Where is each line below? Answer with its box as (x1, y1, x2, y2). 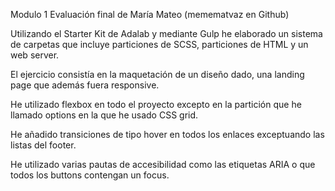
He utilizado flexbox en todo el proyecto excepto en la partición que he (10, 99, 302, 110)
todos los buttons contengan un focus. (10, 169, 170, 181)
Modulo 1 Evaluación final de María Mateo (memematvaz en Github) (10, 9, 290, 20)
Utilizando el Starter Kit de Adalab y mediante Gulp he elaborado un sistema (10, 28, 323, 39)
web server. (10, 49, 60, 61)
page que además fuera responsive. (10, 79, 160, 91)
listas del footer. (10, 139, 77, 151)
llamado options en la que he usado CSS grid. (10, 109, 199, 121)
